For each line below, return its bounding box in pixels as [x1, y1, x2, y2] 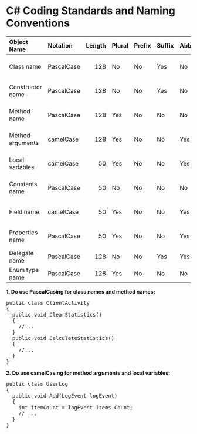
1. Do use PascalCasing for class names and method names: [6, 288, 155, 295]
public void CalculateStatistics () [12, 335, 115, 341]
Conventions [6, 16, 70, 30]
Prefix [134, 41, 151, 49]
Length [86, 41, 107, 49]
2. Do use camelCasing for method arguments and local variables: [6, 369, 171, 376]
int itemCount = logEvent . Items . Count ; [18, 404, 133, 411]
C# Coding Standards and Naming [6, 4, 176, 18]
